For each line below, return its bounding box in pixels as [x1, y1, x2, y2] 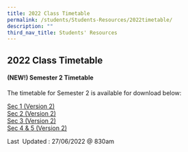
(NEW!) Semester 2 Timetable [7, 73, 94, 82]
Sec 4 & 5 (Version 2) [7, 124, 67, 132]
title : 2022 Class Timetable [7, 10, 90, 17]
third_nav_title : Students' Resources [7, 29, 118, 36]
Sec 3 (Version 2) [7, 116, 57, 125]
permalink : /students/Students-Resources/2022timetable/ [7, 16, 173, 23]
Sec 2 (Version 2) [7, 109, 57, 117]
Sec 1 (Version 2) [7, 102, 55, 110]
